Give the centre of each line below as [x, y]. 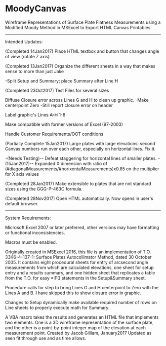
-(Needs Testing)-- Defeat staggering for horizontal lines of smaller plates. [81, 158]
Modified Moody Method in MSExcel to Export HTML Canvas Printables [78, 27]
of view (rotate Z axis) [27, 56]
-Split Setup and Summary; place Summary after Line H [62, 81]
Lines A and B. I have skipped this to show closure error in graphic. [73, 293]
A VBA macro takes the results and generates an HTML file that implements [82, 317]
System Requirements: [28, 218]
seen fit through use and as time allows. [46, 338]
